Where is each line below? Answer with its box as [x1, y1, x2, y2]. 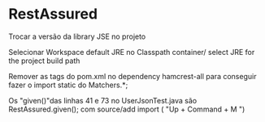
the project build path [8, 56, 80, 65]
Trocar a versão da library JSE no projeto [8, 32, 146, 41]
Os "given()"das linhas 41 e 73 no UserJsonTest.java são [8, 95, 198, 105]
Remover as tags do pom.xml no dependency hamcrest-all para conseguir [8, 71, 257, 81]
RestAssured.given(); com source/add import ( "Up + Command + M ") [8, 104, 245, 114]
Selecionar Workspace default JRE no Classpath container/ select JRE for [8, 47, 255, 57]
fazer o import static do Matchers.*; [8, 80, 128, 90]
